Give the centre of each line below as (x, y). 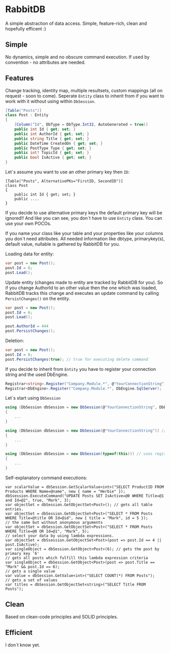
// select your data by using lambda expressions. (60, 535)
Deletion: (15, 341)
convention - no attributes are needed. (46, 62)
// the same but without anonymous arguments (54, 522)
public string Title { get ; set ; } (52, 139)
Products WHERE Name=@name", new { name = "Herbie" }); (65, 491)
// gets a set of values (31, 580)
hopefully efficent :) (26, 28)
